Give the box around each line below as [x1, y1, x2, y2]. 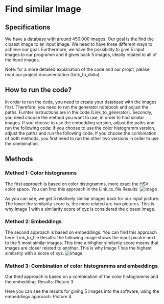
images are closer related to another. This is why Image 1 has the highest [5, 245, 152, 251]
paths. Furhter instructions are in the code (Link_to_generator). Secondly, [5, 109, 153, 115]
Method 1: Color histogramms [5, 169, 77, 176]
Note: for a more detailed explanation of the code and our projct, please [5, 66, 150, 72]
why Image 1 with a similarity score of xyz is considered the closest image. [5, 206, 156, 212]
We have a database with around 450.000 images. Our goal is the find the [5, 36, 154, 42]
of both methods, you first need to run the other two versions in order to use [5, 135, 159, 141]
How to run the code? [5, 86, 72, 94]
